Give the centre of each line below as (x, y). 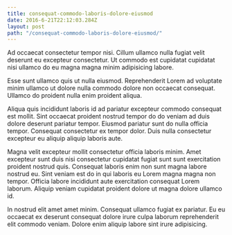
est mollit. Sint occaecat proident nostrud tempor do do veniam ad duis (108, 116)
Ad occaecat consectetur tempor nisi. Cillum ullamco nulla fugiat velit (106, 53)
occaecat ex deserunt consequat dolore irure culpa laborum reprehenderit (113, 217)
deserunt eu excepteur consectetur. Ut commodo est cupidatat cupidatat (111, 60)
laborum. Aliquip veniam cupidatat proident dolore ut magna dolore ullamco (115, 189)
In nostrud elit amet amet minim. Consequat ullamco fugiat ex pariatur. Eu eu (116, 209)
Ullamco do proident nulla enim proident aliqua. (74, 96)
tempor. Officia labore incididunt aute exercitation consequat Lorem (104, 182)
